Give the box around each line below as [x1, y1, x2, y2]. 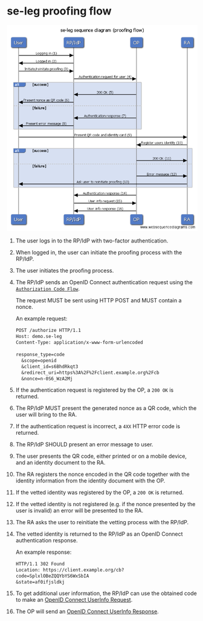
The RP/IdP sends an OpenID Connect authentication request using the [15, 279, 193, 286]
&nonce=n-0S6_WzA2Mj [21, 376, 73, 382]
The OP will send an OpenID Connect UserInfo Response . [15, 608, 159, 615]
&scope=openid [21, 358, 57, 364]
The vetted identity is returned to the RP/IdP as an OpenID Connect [15, 530, 183, 538]
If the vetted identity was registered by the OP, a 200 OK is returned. [15, 489, 184, 496]
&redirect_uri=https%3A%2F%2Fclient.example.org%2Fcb [21, 370, 159, 376]
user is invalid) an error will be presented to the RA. [15, 507, 144, 515]
